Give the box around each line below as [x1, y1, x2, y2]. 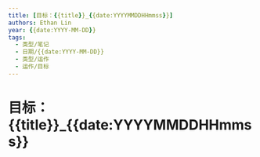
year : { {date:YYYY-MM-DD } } [8, 26, 96, 34]
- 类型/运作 [15, 56, 49, 64]
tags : [8, 33, 26, 42]
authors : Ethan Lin [8, 19, 72, 27]
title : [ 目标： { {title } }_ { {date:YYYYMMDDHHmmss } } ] [8, 11, 174, 20]
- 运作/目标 [15, 63, 49, 71]
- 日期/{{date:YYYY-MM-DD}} [15, 48, 104, 56]
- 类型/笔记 [15, 41, 49, 49]
